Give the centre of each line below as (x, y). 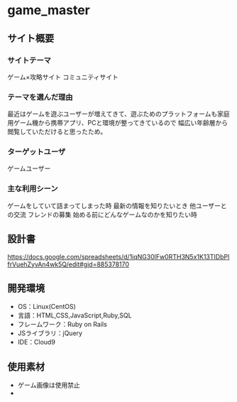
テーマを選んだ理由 (40, 97)
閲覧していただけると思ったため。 (57, 132)
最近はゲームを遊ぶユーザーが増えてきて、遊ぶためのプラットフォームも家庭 (119, 114)
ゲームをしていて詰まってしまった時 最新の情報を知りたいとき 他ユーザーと (117, 205)
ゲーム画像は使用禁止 (49, 385)
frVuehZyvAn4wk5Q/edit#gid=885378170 (68, 264)
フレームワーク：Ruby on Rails (62, 325)
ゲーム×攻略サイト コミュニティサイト (63, 77)
